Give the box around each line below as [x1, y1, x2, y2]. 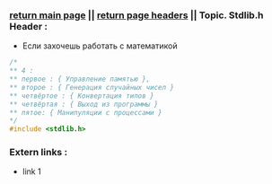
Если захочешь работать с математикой [22, 40, 178, 51]
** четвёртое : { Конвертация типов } [9, 91, 154, 101]
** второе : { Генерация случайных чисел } [9, 83, 175, 92]
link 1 [22, 166, 42, 177]
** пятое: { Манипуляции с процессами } [9, 108, 163, 117]
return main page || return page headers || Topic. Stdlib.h [9, 9, 264, 22]
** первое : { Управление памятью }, [9, 74, 151, 84]
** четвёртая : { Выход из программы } [9, 100, 159, 109]
